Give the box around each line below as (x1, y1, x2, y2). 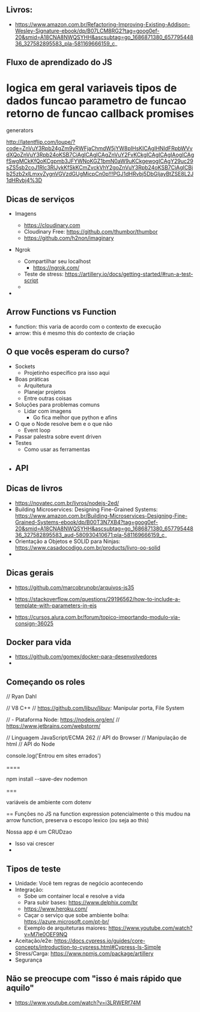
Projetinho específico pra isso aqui (23, 369, 110, 376)
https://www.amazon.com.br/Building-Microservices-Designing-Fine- (14, 512, 188, 519)
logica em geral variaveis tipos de (6, 81, 177, 95)
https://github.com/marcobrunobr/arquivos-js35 (14, 584, 135, 591)
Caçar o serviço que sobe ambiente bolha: (23, 912, 129, 919)
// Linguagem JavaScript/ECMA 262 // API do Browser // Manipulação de (6, 734, 187, 741)
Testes (14, 439, 32, 446)
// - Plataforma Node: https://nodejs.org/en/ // (6, 716, 120, 723)
